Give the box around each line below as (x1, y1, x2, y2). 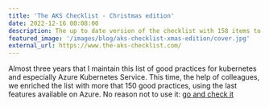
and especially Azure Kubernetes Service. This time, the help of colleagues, (8, 72, 260, 82)
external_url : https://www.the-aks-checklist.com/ (8, 42, 182, 50)
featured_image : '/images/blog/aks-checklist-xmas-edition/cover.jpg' (8, 34, 250, 43)
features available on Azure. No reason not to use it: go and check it (8, 89, 234, 99)
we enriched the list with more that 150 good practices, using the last (8, 81, 238, 91)
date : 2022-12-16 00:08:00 (8, 19, 99, 27)
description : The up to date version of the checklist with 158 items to (8, 27, 262, 35)
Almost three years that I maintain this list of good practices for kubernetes (8, 64, 257, 73)
